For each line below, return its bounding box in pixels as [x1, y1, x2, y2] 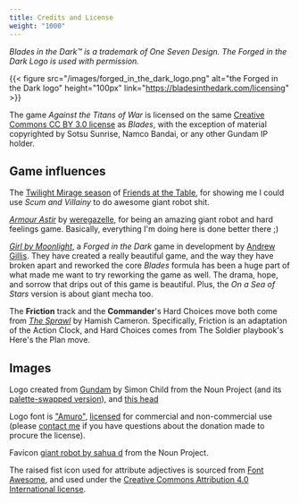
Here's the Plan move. [9, 335, 91, 345]
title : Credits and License [9, 13, 114, 22]
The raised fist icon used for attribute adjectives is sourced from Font [9, 465, 264, 475]
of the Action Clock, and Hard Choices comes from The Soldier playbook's [9, 325, 284, 336]
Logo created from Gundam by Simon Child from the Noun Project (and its [9, 384, 282, 395]
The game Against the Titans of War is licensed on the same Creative [9, 109, 265, 120]
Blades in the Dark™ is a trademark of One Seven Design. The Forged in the [9, 46, 287, 56]
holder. [9, 138, 36, 149]
